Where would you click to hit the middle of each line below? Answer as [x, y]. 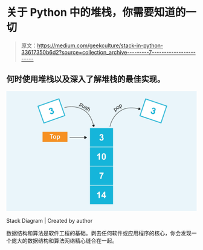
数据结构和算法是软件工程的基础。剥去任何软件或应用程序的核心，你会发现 [99, 233]
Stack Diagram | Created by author [50, 220]
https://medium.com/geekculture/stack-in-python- [100, 45]
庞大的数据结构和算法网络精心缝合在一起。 [64, 240]
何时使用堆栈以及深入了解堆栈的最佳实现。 [85, 79]
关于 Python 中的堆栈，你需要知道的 [96, 12]
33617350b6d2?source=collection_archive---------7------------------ [108, 52]
